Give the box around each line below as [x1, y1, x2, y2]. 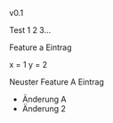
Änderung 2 [21, 103, 67, 114]
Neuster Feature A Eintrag [9, 77, 105, 87]
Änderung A [21, 94, 67, 104]
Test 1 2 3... [9, 25, 52, 35]
